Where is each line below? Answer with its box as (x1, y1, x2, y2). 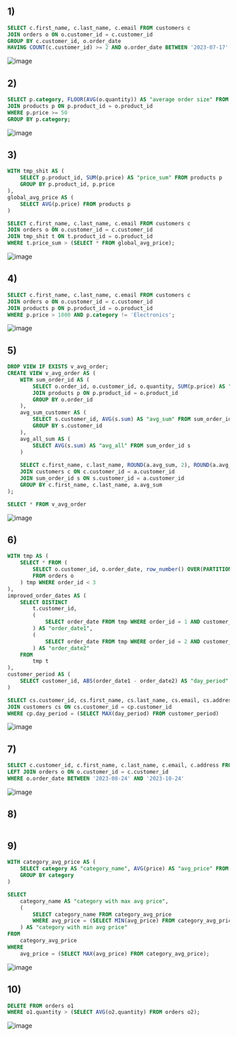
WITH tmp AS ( (7, 552, 49, 560)
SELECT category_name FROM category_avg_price (32, 911, 172, 918)
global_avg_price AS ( (7, 194, 74, 201)
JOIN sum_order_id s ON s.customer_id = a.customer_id (20, 475, 185, 482)
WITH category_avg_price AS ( (7, 858, 97, 866)
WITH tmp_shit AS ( (7, 167, 65, 175)
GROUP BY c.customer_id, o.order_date (7, 37, 121, 45)
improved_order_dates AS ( (7, 592, 87, 599)
